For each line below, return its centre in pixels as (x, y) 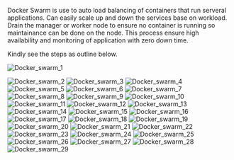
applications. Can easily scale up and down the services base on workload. (117, 18)
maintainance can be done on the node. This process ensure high (104, 33)
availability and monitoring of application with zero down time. (98, 40)
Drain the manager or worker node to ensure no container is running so (111, 25)
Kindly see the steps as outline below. (62, 54)
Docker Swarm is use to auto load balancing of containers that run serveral (117, 10)
